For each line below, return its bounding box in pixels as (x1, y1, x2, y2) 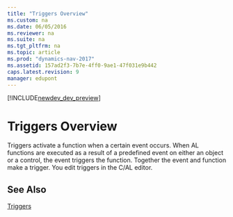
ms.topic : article (7, 49, 61, 56)
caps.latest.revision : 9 (7, 68, 79, 75)
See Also (7, 184, 47, 195)
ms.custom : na (7, 17, 49, 24)
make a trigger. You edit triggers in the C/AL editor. (7, 163, 153, 172)
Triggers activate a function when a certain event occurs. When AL (7, 141, 200, 150)
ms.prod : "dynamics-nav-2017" (7, 56, 95, 63)
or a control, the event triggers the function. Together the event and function (7, 156, 227, 164)
